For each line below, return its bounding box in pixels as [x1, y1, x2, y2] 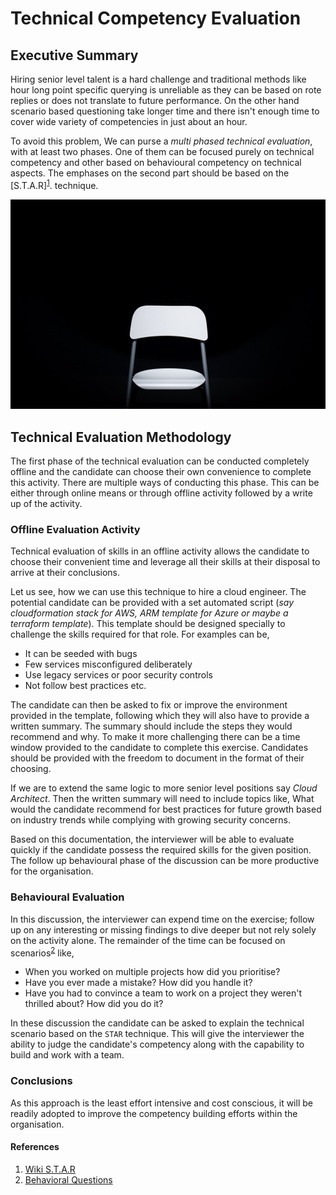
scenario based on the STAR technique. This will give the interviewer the [10, 1028, 305, 1040]
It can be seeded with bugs [24, 648, 138, 660]
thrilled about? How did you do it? [24, 998, 164, 1010]
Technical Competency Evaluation [10, 7, 302, 30]
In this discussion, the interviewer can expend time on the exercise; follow [10, 913, 315, 925]
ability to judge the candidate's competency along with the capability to [10, 1038, 305, 1051]
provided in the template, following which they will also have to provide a [10, 710, 310, 722]
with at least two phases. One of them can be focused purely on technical [10, 146, 315, 157]
